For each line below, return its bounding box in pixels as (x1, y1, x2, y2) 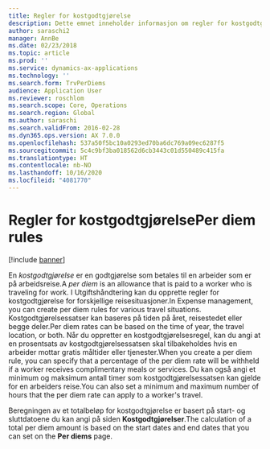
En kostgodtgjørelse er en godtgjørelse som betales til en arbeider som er (8, 270, 252, 280)
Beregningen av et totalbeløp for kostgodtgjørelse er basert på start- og (8, 406, 246, 415)
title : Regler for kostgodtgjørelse (8, 11, 131, 20)
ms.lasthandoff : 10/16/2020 (8, 169, 103, 177)
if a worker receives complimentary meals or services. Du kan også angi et (8, 364, 256, 374)
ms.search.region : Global (8, 109, 95, 117)
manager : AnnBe (8, 34, 59, 43)
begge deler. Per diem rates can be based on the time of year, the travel (8, 321, 245, 331)
